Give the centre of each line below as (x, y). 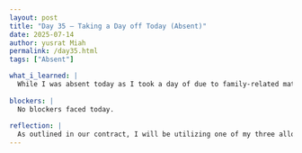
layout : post (34, 18)
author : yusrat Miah (48, 43)
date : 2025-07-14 (42, 34)
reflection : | (36, 126)
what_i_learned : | (44, 76)
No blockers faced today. (66, 109)
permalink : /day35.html (54, 51)
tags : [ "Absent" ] (42, 59)
